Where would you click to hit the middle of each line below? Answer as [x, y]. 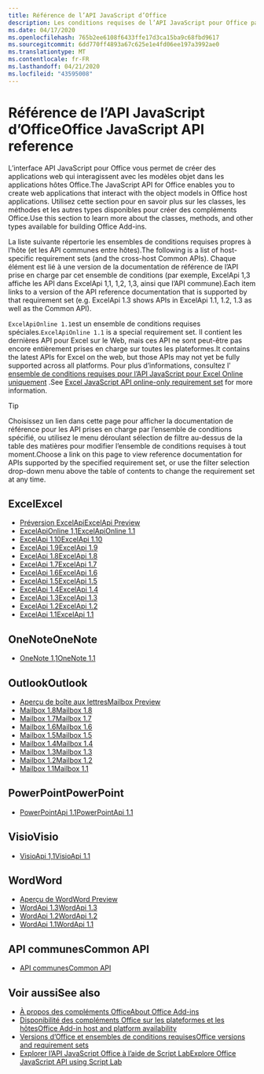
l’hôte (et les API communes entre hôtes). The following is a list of [113, 250]
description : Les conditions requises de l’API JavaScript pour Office [128, 23]
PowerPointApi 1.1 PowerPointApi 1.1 [76, 812]
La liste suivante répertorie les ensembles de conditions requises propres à [130, 241]
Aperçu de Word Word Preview [68, 900]
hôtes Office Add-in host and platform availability [98, 1028]
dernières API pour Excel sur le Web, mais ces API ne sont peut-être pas [125, 340]
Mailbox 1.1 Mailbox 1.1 [54, 768]
